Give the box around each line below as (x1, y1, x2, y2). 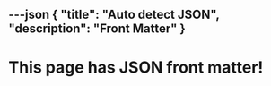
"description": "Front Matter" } (8, 21, 186, 37)
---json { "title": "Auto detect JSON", (8, 7, 220, 22)
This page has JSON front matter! (8, 57, 264, 77)
